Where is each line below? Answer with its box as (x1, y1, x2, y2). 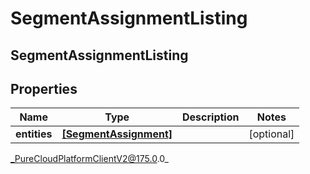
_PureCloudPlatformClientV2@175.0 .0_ (10, 153, 169, 165)
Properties (10, 80, 78, 97)
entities (15, 127, 53, 141)
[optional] (248, 127, 295, 141)
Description (182, 110, 240, 124)
